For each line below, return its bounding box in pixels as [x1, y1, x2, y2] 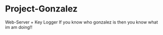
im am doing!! [5, 24, 33, 30]
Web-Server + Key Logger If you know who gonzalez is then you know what [5, 19, 158, 25]
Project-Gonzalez [5, 3, 78, 14]
